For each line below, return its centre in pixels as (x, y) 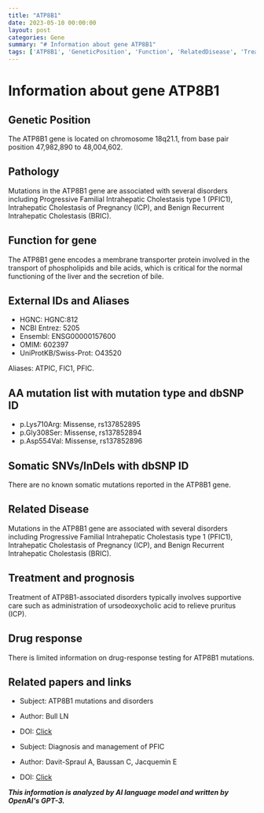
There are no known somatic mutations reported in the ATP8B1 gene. (120, 485)
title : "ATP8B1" (35, 15)
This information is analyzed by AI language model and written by (119, 793)
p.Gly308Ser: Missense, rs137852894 (81, 432)
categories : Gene (37, 37)
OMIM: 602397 (44, 345)
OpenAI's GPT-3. (37, 801)
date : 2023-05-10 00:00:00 (52, 23)
